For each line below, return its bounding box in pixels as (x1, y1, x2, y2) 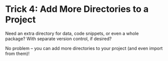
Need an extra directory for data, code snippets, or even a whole (5, 30, 139, 36)
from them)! (5, 51, 30, 57)
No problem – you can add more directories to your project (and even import (5, 45, 163, 51)
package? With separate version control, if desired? (5, 36, 112, 42)
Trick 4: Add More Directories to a (5, 3, 149, 15)
